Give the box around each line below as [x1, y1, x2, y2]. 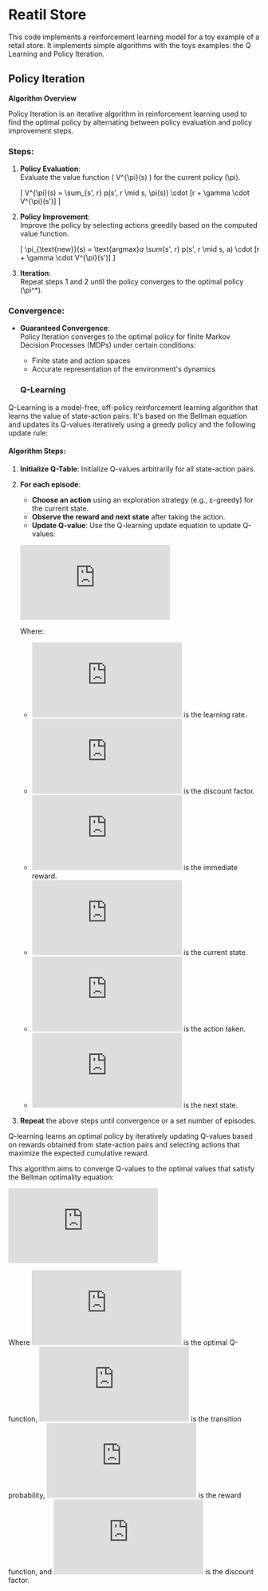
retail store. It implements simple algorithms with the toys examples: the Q [8, 40, 251, 50]
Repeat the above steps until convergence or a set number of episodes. [19, 1116, 257, 1125]
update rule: [8, 428, 48, 437]
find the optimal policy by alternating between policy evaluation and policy [8, 117, 253, 127]
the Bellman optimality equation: [8, 1172, 114, 1182]
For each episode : [19, 479, 81, 489]
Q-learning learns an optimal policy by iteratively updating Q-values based [8, 1131, 253, 1140]
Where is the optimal [8, 1337, 228, 1347]
